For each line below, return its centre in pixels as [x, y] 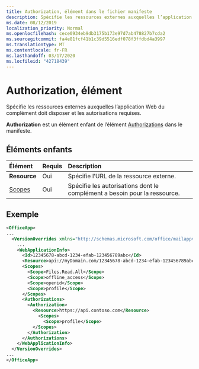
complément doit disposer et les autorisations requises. [74, 113]
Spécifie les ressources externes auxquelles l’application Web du [85, 107]
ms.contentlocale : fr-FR [37, 50]
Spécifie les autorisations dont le [113, 186]
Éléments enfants [39, 150]
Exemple [23, 214]
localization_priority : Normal [45, 28]
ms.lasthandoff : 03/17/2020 [41, 56]
